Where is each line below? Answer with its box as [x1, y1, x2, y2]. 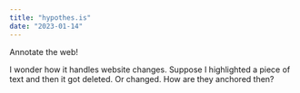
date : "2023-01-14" [9, 22, 84, 31]
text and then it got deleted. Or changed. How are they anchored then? [9, 73, 275, 84]
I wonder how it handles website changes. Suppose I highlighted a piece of [9, 64, 291, 75]
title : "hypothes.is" [9, 13, 92, 23]
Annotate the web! [9, 46, 79, 57]
